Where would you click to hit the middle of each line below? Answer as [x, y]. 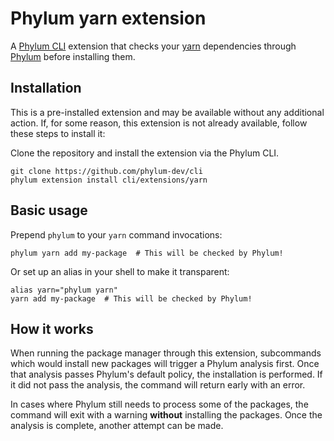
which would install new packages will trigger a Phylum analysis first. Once [165, 364]
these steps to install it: [58, 133]
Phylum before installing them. [73, 56]
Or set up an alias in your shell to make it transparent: [120, 271]
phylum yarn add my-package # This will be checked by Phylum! [147, 253]
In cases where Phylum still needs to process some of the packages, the [159, 404]
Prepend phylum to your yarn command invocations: [116, 234]
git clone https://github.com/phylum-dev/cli [106, 171]
